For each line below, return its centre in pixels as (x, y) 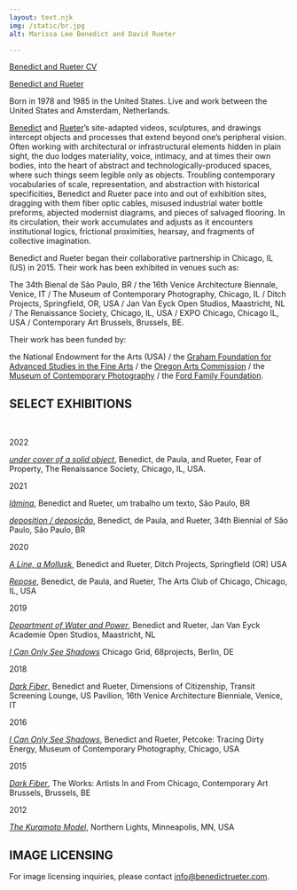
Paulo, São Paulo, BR (47, 530)
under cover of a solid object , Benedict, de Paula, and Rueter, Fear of (135, 460)
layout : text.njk (41, 17)
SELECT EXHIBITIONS (71, 403)
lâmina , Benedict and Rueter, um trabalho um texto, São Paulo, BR (130, 503)
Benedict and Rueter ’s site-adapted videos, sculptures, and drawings (135, 128)
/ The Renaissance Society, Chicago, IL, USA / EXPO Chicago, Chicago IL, (144, 313)
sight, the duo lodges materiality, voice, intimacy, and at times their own (140, 156)
